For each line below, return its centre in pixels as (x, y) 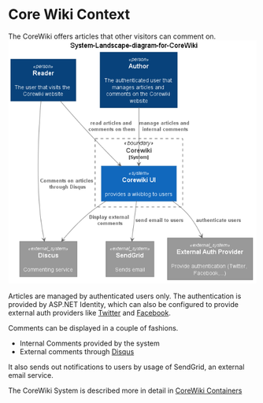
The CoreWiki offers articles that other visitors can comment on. (112, 36)
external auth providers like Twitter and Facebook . (89, 312)
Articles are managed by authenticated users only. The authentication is (125, 296)
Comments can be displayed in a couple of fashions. (93, 327)
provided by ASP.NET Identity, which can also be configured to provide (123, 304)
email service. (31, 375)
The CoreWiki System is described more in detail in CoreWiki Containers (125, 390)
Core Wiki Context (69, 15)
